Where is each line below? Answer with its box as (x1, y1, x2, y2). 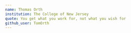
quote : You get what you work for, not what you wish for (5, 16, 126, 21)
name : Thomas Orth (5, 7, 43, 12)
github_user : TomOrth (5, 20, 50, 26)
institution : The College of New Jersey (5, 12, 89, 16)
